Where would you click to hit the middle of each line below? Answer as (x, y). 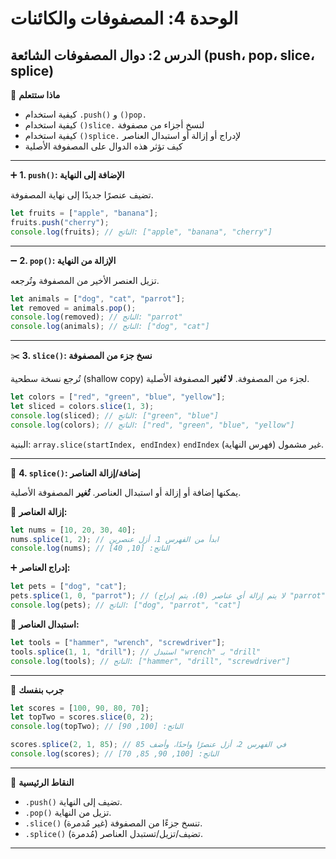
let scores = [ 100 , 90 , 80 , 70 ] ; (80, 708)
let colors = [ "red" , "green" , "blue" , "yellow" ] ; (118, 397)
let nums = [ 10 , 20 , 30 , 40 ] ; (73, 530)
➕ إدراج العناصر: (40, 568)
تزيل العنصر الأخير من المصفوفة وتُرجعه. (85, 280)
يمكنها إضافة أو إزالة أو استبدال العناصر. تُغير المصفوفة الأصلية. (126, 492)
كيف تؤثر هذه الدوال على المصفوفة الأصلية (103, 146)
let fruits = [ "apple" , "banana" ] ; (84, 213)
